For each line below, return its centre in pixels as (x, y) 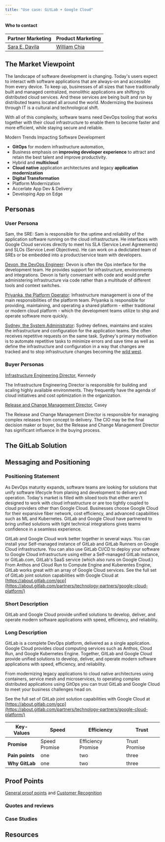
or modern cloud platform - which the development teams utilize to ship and (82, 311)
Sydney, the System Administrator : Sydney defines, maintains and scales (79, 325)
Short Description (27, 603)
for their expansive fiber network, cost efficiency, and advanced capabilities (82, 513)
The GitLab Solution (36, 446)
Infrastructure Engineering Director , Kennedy (50, 375)
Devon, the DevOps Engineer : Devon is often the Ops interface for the (76, 265)
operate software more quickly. (37, 316)
